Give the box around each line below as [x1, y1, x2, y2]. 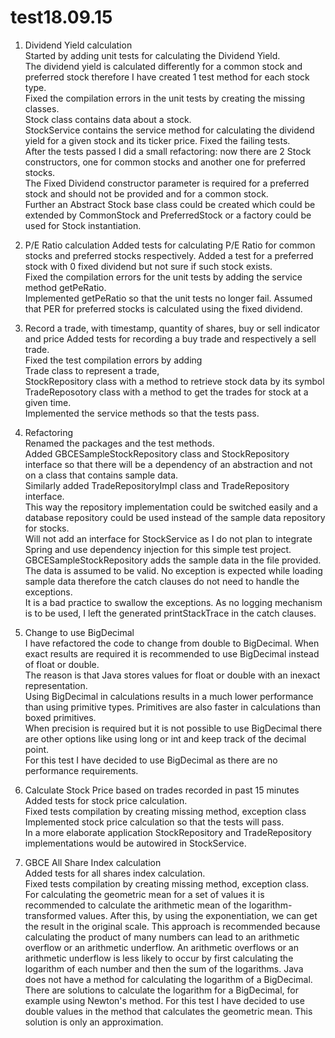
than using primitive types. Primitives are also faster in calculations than [24, 701, 322, 713]
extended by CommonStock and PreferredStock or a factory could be [24, 209, 312, 221]
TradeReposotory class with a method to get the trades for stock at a [24, 386, 309, 398]
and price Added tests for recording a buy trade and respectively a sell [24, 332, 317, 345]
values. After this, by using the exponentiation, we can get [78, 909, 318, 921]
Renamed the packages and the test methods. [24, 437, 215, 449]
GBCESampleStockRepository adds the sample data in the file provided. [24, 554, 322, 566]
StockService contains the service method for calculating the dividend [24, 124, 315, 136]
